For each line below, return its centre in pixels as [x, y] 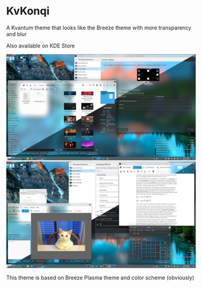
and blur [17, 34]
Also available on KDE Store [41, 46]
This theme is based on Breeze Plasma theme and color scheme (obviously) [100, 277]
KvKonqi [28, 11]
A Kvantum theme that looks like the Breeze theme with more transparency [99, 28]
